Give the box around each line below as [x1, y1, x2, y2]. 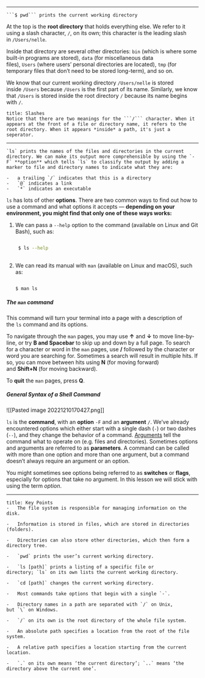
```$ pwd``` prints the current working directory [6, 12, 138, 18]
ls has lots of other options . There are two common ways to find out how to [6, 196, 198, 204]
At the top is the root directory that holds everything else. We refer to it [6, 23, 186, 30]
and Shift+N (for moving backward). [6, 365, 98, 372]
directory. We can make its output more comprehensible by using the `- [6, 154, 195, 160]
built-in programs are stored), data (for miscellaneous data [6, 54, 154, 61]
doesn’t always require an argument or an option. [6, 457, 130, 464]
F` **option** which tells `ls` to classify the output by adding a [6, 159, 184, 165]
